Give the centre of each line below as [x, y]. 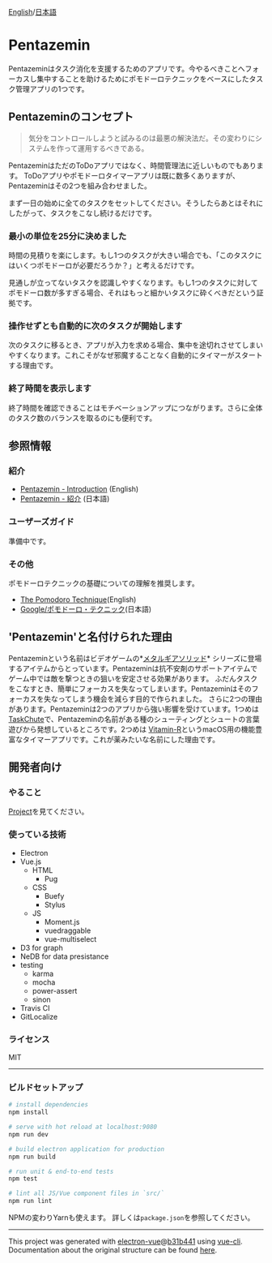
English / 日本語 [32, 12]
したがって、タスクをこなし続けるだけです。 [82, 213]
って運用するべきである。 [106, 148]
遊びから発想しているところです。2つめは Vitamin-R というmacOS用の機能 [132, 729]
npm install [28, 1113]
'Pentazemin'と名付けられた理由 [90, 637]
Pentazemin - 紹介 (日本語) [65, 499]
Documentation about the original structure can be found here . [113, 1250]
